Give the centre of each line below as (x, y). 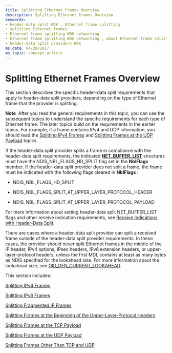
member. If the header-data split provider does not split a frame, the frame (84, 167)
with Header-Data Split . (30, 223)
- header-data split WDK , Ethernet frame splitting (63, 24)
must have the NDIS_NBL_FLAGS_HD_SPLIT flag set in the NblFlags (77, 162)
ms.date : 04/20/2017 (27, 48)
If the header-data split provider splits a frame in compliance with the (78, 151)
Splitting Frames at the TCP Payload (43, 325)
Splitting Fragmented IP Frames (38, 305)
